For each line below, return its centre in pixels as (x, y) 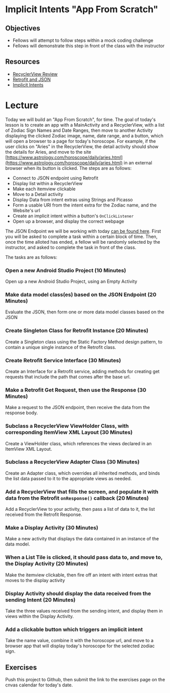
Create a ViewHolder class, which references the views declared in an (79, 443)
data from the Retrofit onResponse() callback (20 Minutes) (77, 498)
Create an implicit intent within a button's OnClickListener (73, 216)
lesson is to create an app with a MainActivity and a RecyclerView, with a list (85, 125)
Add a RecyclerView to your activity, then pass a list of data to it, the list (80, 509)
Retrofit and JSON (31, 79)
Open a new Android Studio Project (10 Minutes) (66, 270)
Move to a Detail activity (38, 194)
